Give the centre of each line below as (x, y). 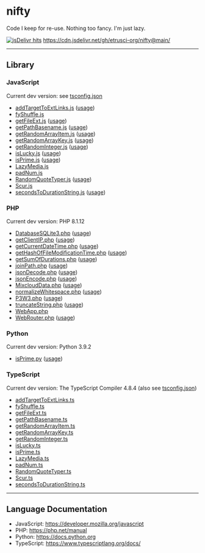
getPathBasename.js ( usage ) (52, 127)
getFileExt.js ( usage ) (41, 121)
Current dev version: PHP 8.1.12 (45, 221)
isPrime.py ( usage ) (39, 358)
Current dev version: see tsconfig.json (54, 95)
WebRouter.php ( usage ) (45, 317)
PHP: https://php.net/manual (51, 530)
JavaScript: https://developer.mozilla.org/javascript (80, 524)
